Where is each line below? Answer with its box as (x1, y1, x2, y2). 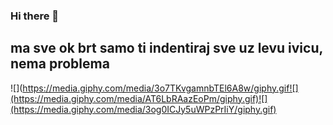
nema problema (10, 55, 110, 73)
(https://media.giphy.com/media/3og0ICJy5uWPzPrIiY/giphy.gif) (10, 103, 277, 115)
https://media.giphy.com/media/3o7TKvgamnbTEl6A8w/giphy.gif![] (22, 82, 299, 94)
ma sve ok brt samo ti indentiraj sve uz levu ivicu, (10, 40, 323, 57)
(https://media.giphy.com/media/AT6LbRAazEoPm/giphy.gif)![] (10, 92, 268, 104)
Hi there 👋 (10, 9, 60, 23)
